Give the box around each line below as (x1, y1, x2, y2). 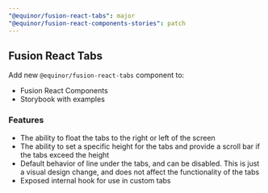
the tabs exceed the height (19, 150, 110, 159)
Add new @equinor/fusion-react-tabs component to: (8, 70, 185, 80)
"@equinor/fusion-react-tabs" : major (8, 11, 136, 20)
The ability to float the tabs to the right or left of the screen (19, 133, 216, 142)
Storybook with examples (19, 94, 105, 105)
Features (8, 114, 44, 125)
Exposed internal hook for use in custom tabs (19, 175, 171, 185)
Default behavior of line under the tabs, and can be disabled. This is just (19, 158, 260, 168)
